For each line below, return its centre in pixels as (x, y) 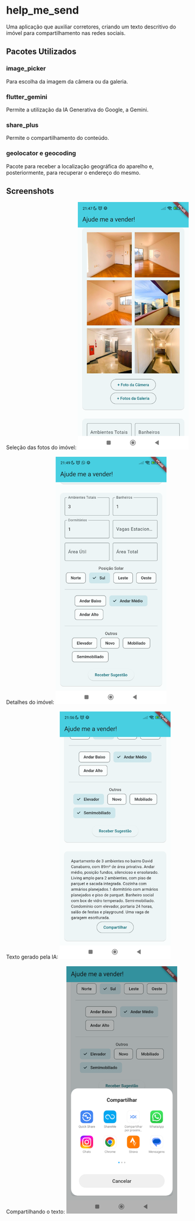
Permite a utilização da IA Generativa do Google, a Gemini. (77, 110)
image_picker (26, 69)
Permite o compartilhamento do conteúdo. (58, 138)
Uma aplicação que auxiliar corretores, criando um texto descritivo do (91, 27)
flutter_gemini (27, 97)
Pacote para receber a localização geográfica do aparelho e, (80, 166)
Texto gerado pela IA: (32, 957)
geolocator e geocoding (41, 153)
